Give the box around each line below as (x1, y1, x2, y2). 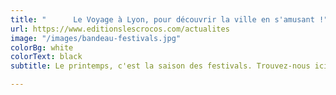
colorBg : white (10, 42, 74, 53)
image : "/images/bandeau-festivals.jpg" (10, 33, 182, 43)
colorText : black (10, 52, 83, 62)
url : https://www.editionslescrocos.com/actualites (10, 24, 230, 34)
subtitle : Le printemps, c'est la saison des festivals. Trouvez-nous (10, 61, 311, 71)
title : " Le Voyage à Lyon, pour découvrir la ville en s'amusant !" (10, 14, 329, 25)
